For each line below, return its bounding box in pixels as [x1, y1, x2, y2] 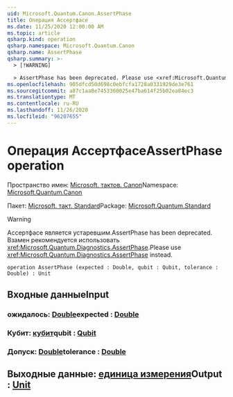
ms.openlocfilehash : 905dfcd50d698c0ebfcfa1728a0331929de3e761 [7, 81, 194, 87]
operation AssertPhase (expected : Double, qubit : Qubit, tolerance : [7, 264, 218, 271]
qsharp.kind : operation [7, 36, 76, 43]
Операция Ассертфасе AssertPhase [7, 143, 223, 158]
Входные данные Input [7, 289, 110, 301]
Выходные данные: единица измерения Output [7, 369, 223, 380]
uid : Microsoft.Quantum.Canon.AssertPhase [7, 10, 132, 17]
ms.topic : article [7, 29, 60, 37]
